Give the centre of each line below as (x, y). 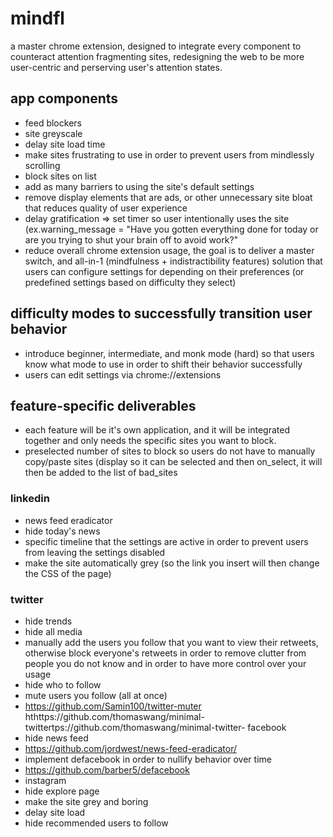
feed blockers (53, 123)
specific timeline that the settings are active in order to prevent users (166, 541)
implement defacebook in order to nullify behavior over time (148, 759)
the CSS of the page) (68, 573)
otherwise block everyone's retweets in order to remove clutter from (165, 653)
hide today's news (62, 531)
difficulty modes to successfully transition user (161, 313)
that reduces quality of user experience (106, 208)
